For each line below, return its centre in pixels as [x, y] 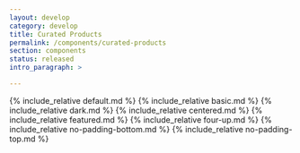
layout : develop [40, 17]
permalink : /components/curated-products [88, 42]
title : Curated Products [56, 34]
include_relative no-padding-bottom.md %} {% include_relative [127, 129]
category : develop [44, 26]
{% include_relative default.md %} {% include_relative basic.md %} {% [141, 100]
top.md [22, 139]
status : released [42, 59]
